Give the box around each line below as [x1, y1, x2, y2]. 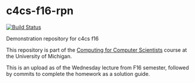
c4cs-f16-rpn [6, 4, 74, 18]
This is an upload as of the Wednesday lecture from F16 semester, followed [6, 64, 189, 71]
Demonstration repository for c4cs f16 [6, 35, 99, 42]
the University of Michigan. [6, 52, 72, 59]
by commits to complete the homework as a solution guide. [6, 70, 150, 77]
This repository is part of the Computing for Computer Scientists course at [6, 46, 187, 54]
